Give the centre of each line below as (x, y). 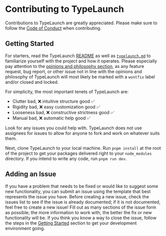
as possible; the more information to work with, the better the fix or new (79, 212)
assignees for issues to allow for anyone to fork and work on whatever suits (83, 133)
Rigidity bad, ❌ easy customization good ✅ (56, 107)
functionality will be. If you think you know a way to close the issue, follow (81, 218)
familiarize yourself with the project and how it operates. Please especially (81, 61)
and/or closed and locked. (32, 82)
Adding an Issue (31, 174)
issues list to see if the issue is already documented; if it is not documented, (83, 202)
